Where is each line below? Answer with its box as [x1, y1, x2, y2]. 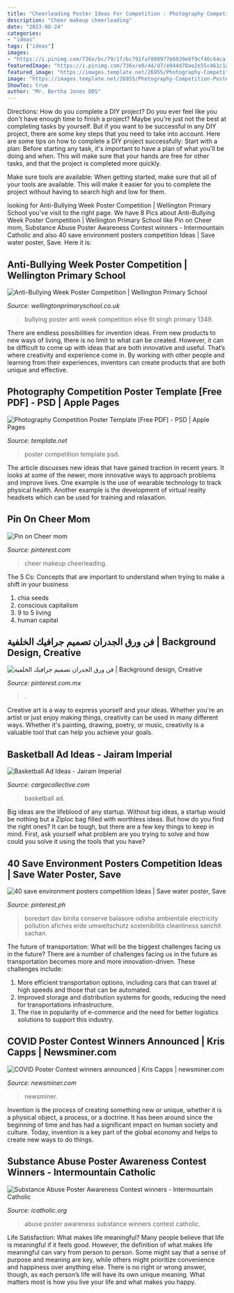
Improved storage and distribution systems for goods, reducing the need [17, 993, 226, 1001]
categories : [7, 29, 42, 37]
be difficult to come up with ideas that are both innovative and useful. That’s [7, 343, 226, 351]
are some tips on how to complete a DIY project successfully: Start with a [7, 137, 218, 145]
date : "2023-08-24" [7, 23, 64, 30]
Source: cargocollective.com [7, 780, 90, 789]
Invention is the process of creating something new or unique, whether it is [7, 1105, 222, 1114]
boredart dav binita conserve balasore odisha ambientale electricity [24, 914, 219, 922]
